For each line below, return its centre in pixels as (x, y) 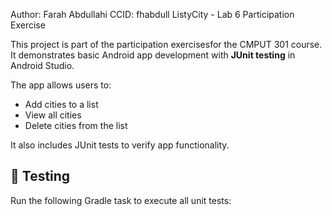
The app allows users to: (61, 85)
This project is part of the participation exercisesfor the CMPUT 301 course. (166, 44)
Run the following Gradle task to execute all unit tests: (121, 200)
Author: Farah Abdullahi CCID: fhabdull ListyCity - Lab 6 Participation (152, 14)
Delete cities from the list (76, 125)
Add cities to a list (61, 104)
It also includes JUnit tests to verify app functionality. (120, 145)
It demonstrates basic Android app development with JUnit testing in (153, 55)
